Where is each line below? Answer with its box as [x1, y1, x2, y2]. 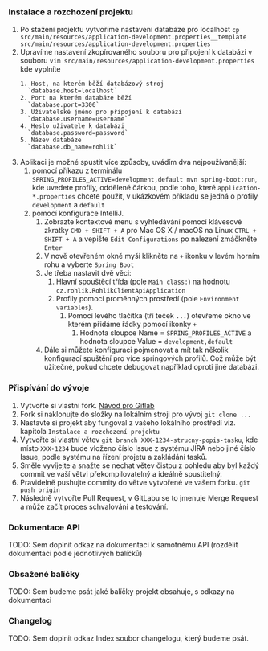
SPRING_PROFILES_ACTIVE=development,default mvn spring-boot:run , [31, 174, 258, 184]
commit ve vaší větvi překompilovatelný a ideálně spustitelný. [19, 469, 222, 478]
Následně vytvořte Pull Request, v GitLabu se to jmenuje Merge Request [19, 493, 259, 502]
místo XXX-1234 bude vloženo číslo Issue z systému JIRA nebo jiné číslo [19, 443, 256, 452]
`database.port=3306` [27, 101, 100, 109]
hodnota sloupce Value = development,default [79, 337, 233, 346]
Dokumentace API [8, 522, 80, 533]
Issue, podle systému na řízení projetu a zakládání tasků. [19, 452, 208, 461]
